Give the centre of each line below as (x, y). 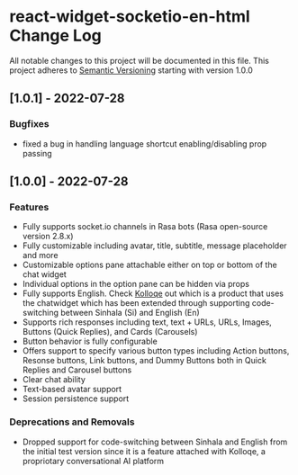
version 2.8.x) (48, 237)
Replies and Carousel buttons (77, 370)
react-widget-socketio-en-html (130, 17)
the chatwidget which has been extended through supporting (136, 303)
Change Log (55, 36)
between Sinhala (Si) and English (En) (130, 313)
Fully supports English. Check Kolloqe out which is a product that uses (153, 293)
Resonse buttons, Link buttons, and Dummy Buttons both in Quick (144, 361)
